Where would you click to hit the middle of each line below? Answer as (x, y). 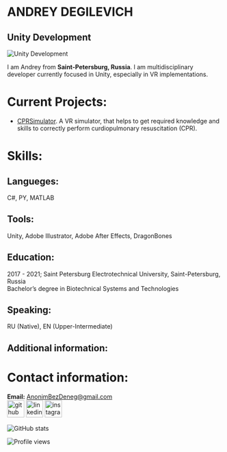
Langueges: (33, 181)
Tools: (21, 219)
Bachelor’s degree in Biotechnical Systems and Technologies (93, 288)
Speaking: (29, 310)
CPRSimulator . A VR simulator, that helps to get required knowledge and (118, 121)
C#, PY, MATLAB (31, 198)
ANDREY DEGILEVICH (70, 12)
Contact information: (68, 377)
